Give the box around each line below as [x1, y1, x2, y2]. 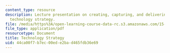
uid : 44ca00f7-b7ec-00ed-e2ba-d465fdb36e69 [5, 40, 99, 45]
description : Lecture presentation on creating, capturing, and [5, 12, 144, 17]
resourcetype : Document [5, 31, 56, 36]
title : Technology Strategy [5, 36, 65, 41]
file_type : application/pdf [5, 26, 65, 31]
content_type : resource [5, 7, 56, 13]
